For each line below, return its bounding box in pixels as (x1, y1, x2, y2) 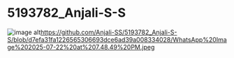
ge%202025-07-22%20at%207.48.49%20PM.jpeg (7, 43, 155, 51)
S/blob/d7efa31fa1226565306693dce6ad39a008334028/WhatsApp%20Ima (7, 35, 227, 43)
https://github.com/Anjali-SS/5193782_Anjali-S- (41, 28, 177, 36)
